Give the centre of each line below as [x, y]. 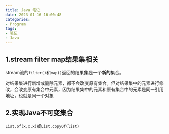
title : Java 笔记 [23, 10]
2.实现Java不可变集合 [39, 113]
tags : [11, 29]
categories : [18, 19]
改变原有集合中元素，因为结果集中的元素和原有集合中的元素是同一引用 [91, 89]
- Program [16, 24]
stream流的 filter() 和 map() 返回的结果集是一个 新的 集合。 [65, 72]
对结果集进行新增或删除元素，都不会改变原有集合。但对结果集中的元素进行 [82, 83]
